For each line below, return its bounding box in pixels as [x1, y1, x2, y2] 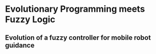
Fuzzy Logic [5, 14, 55, 25]
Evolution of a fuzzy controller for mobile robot [5, 33, 151, 42]
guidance [5, 41, 35, 50]
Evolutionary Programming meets [5, 3, 145, 15]
